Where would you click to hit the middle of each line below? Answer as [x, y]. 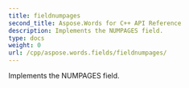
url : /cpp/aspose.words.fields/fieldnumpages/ [88, 53]
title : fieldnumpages [45, 16]
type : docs [27, 38]
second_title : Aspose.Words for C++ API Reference [95, 23]
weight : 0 [25, 46]
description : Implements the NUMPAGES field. [86, 30]
